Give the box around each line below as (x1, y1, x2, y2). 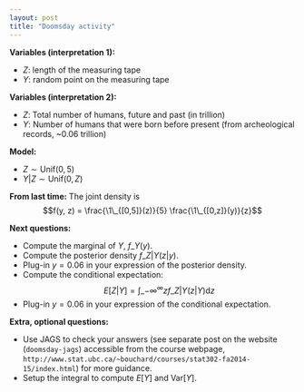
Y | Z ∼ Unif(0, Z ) (22, 173, 83, 184)
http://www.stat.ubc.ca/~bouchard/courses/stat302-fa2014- (22, 355, 251, 364)
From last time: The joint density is (9, 191, 141, 201)
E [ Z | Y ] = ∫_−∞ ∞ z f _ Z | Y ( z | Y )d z (103, 283, 215, 296)
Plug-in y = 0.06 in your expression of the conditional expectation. (22, 299, 271, 309)
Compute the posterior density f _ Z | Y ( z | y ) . (22, 250, 179, 260)
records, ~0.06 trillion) (22, 128, 107, 139)
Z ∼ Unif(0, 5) (22, 163, 75, 174)
